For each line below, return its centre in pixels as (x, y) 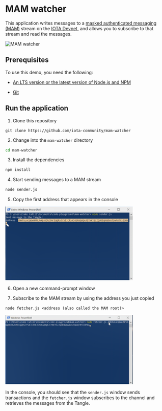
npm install (18, 170)
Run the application (37, 108)
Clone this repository (35, 120)
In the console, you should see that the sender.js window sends (73, 392)
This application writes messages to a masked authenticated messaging (81, 23)
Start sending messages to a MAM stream (57, 180)
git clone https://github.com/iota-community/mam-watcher (68, 131)
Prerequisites (27, 60)
